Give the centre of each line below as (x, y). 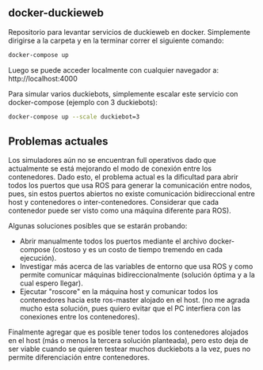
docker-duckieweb (56, 13)
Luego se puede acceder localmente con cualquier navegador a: (114, 70)
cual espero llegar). (51, 283)
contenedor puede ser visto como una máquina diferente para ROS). (120, 211)
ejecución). (38, 258)
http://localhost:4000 (43, 78)
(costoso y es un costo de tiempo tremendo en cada (137, 250)
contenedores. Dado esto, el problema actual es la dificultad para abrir (124, 177)
